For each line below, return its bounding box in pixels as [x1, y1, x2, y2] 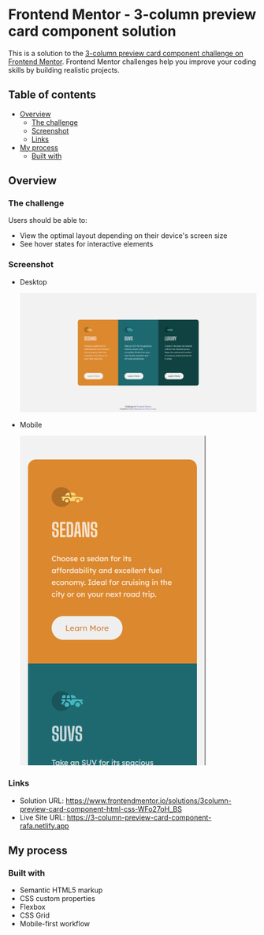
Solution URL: [19, 796, 65, 805]
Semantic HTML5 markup [19, 885, 103, 895]
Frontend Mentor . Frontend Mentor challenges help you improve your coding [8, 57, 257, 66]
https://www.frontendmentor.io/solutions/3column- [65, 796, 232, 805]
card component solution [8, 22, 177, 40]
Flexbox [19, 903, 46, 912]
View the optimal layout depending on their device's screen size [19, 231, 228, 240]
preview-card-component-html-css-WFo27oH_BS [19, 804, 183, 813]
